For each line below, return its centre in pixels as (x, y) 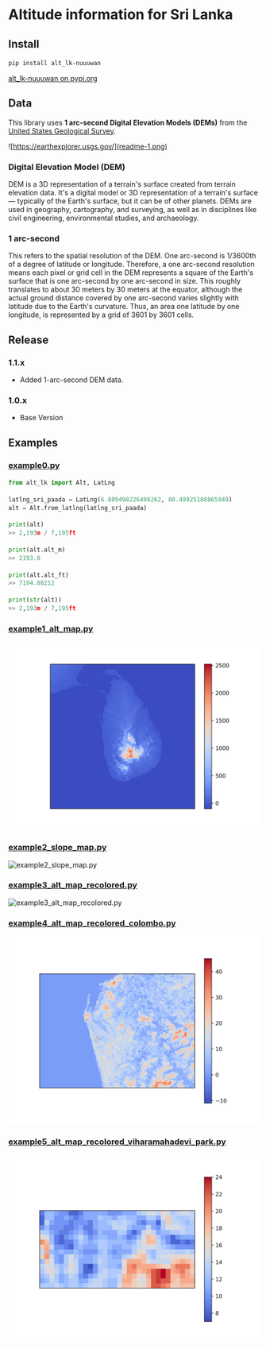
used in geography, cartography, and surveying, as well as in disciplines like (133, 209)
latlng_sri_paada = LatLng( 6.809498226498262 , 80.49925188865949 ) (120, 499)
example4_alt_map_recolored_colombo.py (92, 923)
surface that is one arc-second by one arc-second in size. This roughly (124, 281)
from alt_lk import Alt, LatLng (62, 482)
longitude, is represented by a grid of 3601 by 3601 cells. (101, 315)
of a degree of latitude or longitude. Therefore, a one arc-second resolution (132, 265)
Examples (33, 443)
